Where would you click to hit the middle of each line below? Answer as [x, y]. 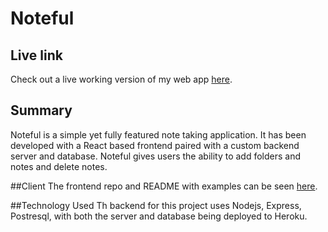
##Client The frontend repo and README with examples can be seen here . [164, 186]
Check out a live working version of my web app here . [121, 79]
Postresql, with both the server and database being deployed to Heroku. [159, 216]
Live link [36, 55]
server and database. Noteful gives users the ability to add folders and [156, 156]
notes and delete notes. [59, 166]
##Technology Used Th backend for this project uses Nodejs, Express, [156, 205]
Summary [41, 110]
